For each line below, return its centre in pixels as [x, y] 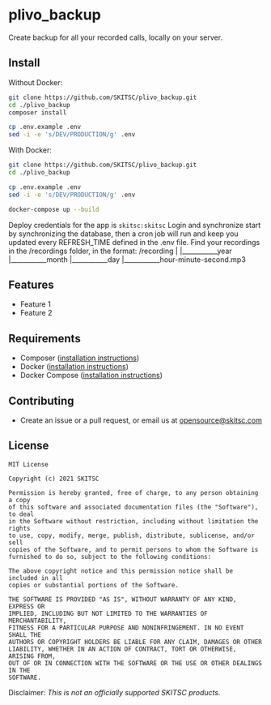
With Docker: [30, 150]
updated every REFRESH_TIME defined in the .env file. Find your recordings [134, 242]
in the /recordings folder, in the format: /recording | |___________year [120, 251]
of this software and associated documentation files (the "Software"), [133, 507]
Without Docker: [36, 82]
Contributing [41, 400]
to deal [21, 514]
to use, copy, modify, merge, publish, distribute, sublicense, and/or [131, 535]
